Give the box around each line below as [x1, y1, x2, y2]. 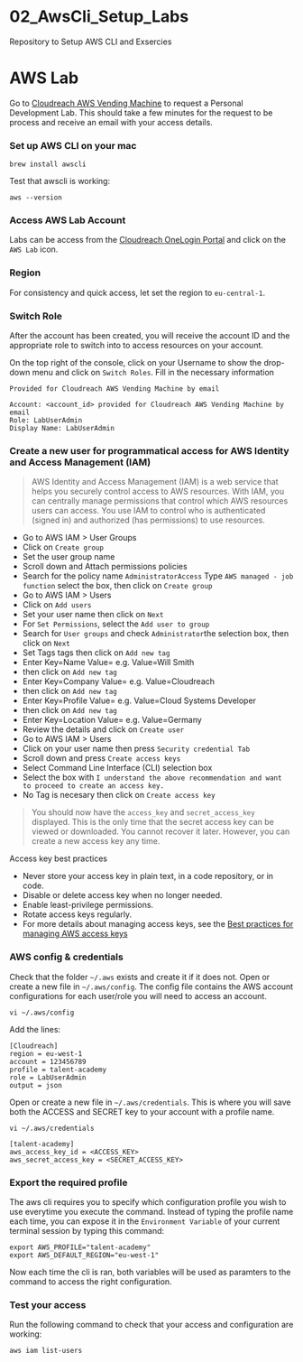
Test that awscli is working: [9, 176, 111, 187]
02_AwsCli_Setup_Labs [9, 6, 189, 27]
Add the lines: [9, 1024, 61, 1034]
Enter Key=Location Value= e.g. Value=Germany [22, 715, 203, 726]
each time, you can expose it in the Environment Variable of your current [9, 1216, 280, 1227]
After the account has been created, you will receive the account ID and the [9, 330, 290, 341]
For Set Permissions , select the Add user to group [22, 618, 210, 629]
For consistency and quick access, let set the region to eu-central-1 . [9, 287, 266, 298]
